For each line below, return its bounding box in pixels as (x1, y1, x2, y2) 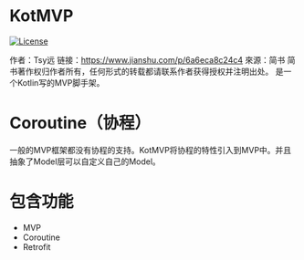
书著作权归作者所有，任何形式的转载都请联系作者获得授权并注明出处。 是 (9, 66, 284, 77)
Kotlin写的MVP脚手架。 (16, 77, 105, 88)
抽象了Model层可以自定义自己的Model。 (9, 156, 162, 167)
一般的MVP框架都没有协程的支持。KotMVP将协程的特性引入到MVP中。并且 (9, 144, 292, 155)
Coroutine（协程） (9, 113, 152, 133)
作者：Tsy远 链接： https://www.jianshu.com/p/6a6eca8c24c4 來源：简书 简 (9, 54, 296, 65)
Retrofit (22, 241, 51, 252)
